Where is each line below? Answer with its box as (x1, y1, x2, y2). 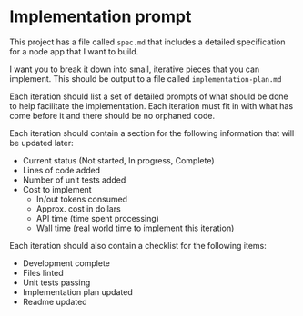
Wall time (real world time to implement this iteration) (35, 222, 235, 233)
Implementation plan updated (22, 286, 134, 297)
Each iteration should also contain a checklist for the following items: (9, 240, 267, 251)
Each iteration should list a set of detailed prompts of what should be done (9, 91, 288, 102)
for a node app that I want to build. (9, 45, 139, 56)
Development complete (22, 257, 111, 269)
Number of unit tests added (22, 174, 126, 185)
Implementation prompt (9, 6, 192, 27)
